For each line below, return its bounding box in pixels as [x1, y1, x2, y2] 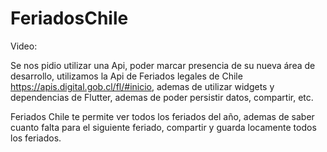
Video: [10, 40, 38, 52]
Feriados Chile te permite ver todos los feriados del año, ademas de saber [10, 110, 315, 122]
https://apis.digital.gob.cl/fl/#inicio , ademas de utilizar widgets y [10, 80, 275, 92]
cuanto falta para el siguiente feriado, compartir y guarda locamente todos [10, 121, 317, 133]
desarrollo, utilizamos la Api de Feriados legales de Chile [10, 70, 243, 82]
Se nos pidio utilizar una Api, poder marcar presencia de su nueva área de [10, 59, 316, 71]
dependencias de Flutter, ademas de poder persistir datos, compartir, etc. [10, 91, 314, 103]
